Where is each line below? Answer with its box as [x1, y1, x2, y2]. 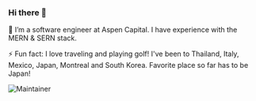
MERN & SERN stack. [8, 33, 78, 43]
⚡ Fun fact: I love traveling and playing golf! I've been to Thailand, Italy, [8, 49, 239, 58]
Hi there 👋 [8, 7, 48, 18]
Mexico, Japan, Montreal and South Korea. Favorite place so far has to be [8, 61, 249, 70]
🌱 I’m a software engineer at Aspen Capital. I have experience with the [8, 25, 238, 35]
